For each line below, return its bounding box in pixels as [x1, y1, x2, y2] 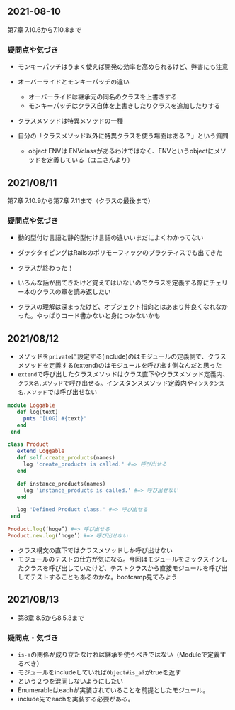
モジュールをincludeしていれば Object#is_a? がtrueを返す [17, 668, 182, 677]
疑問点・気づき [7, 633, 59, 643]
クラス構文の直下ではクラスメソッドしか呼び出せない [17, 546, 173, 555]
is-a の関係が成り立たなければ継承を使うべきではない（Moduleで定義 [17, 650, 220, 659]
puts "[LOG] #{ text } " [23, 415, 87, 422]
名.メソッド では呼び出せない [17, 388, 98, 396]
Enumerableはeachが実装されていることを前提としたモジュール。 [17, 686, 210, 694]
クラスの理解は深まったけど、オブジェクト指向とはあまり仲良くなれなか [17, 302, 229, 311]
